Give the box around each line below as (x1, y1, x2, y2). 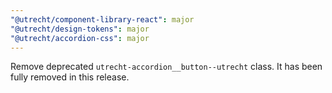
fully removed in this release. (10, 71, 130, 83)
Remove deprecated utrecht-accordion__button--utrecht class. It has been (10, 61, 323, 73)
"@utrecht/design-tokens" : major (10, 24, 150, 34)
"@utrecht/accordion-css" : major (10, 33, 150, 43)
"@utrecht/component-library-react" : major (10, 14, 195, 25)
